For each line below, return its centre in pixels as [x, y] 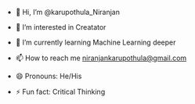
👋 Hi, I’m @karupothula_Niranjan [67, 12]
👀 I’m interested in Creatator [61, 27]
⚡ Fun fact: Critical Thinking [60, 91]
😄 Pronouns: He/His [49, 76]
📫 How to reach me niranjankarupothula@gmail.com [101, 58]
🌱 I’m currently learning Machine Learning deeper [96, 42]
